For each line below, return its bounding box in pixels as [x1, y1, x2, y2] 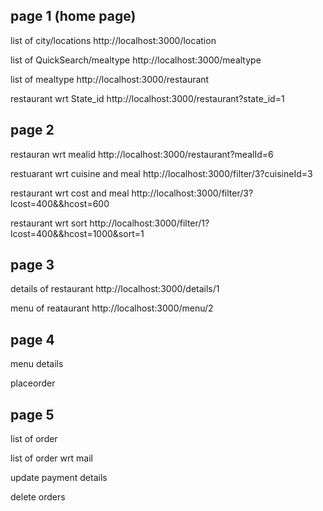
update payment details [10, 472, 108, 484]
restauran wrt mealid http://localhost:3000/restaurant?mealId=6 [10, 148, 274, 160]
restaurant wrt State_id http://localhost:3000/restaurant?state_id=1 [10, 92, 285, 104]
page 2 [10, 122, 55, 139]
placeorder [10, 377, 56, 389]
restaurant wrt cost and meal [10, 187, 130, 199]
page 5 [10, 406, 55, 423]
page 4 [10, 331, 55, 348]
